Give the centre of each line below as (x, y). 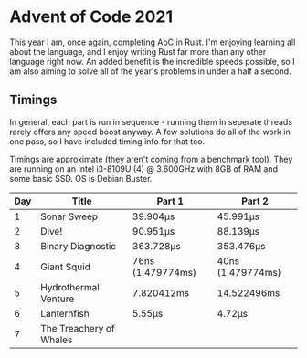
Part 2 (255, 201)
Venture (58, 299)
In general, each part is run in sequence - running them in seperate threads (151, 121)
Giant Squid (66, 267)
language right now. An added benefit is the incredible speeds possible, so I (152, 61)
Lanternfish (65, 313)
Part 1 (170, 201)
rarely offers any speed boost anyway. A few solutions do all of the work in (150, 132)
